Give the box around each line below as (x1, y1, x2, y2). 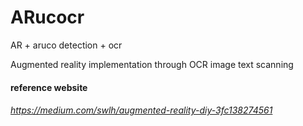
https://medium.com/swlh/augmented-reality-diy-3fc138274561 (10, 104, 273, 116)
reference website (10, 81, 88, 93)
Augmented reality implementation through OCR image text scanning (10, 58, 294, 70)
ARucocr (10, 6, 85, 29)
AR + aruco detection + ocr (10, 39, 123, 51)
